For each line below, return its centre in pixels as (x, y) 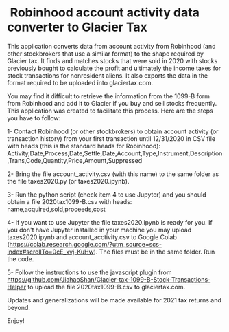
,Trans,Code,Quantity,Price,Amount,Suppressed (75, 160)
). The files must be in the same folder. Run (154, 252)
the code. (21, 258)
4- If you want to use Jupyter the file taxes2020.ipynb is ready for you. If (110, 222)
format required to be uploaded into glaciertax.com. (80, 82)
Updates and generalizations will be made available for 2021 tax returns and (114, 300)
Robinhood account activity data (105, 13)
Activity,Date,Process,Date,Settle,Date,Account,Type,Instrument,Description (115, 153)
